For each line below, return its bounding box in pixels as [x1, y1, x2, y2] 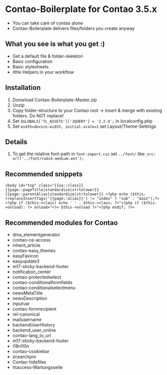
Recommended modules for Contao [5, 218, 118, 227]
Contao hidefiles [12, 359, 46, 365]
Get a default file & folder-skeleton [12, 53, 83, 59]
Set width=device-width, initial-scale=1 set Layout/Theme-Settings [12, 123, 156, 129]
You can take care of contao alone [12, 20, 83, 26]
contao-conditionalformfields [12, 280, 73, 285]
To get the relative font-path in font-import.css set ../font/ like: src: [12, 151, 156, 157]
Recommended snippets [5, 170, 83, 178]
